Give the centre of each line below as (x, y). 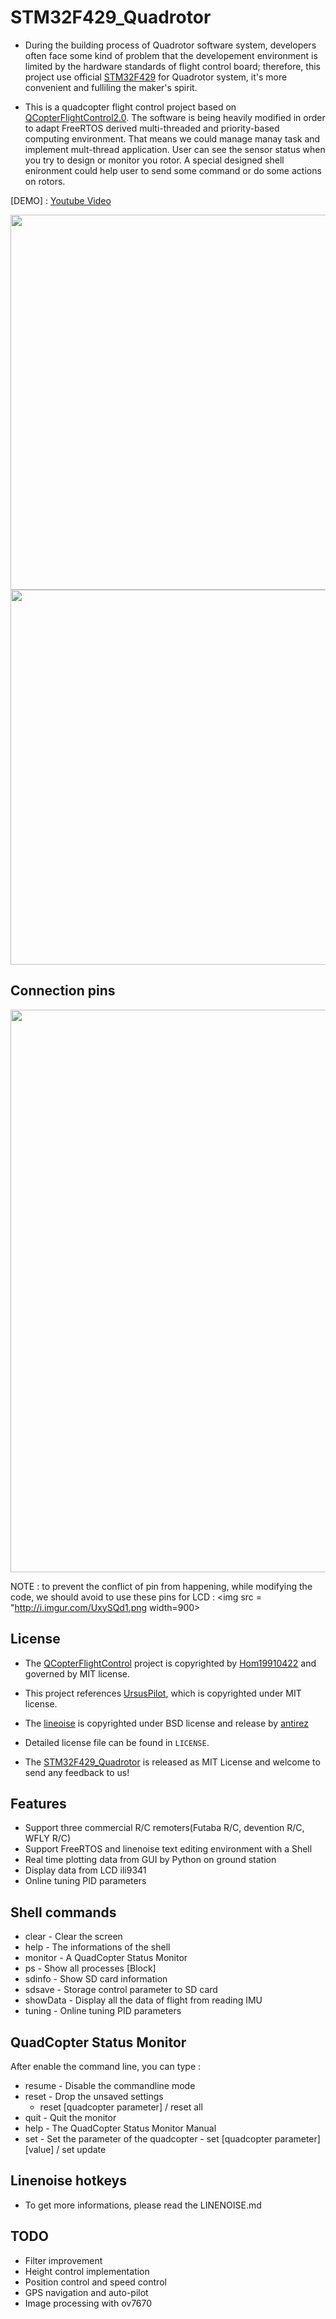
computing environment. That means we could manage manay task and (172, 138)
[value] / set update (65, 2149)
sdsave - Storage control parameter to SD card (121, 1990)
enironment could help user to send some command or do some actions (173, 170)
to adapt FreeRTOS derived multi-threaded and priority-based (152, 128)
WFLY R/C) (48, 1838)
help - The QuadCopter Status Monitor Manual (120, 2128)
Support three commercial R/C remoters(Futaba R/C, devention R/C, (164, 1828)
